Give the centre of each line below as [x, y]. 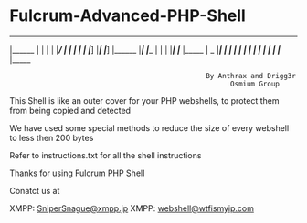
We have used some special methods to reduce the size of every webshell [149, 127]
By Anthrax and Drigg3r [251, 76]
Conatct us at [35, 190]
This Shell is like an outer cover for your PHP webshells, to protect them [144, 100]
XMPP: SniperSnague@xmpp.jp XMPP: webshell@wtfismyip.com [132, 208]
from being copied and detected [70, 110]
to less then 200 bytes [52, 137]
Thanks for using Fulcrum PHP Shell [77, 173]
